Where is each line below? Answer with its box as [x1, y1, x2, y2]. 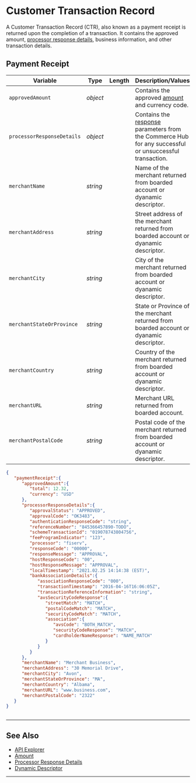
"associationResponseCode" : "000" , [37, 578, 124, 584]
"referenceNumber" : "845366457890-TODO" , [29, 524, 132, 530]
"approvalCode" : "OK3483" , [29, 513, 95, 519]
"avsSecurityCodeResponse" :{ [37, 595, 108, 601]
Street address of [135, 209, 183, 218]
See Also [6, 730, 39, 740]
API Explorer [14, 746, 45, 753]
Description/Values [135, 76, 190, 84]
